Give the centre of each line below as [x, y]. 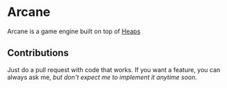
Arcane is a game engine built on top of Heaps [74, 31]
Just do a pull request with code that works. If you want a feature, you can [114, 69]
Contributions [38, 53]
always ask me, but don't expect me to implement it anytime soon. [102, 77]
